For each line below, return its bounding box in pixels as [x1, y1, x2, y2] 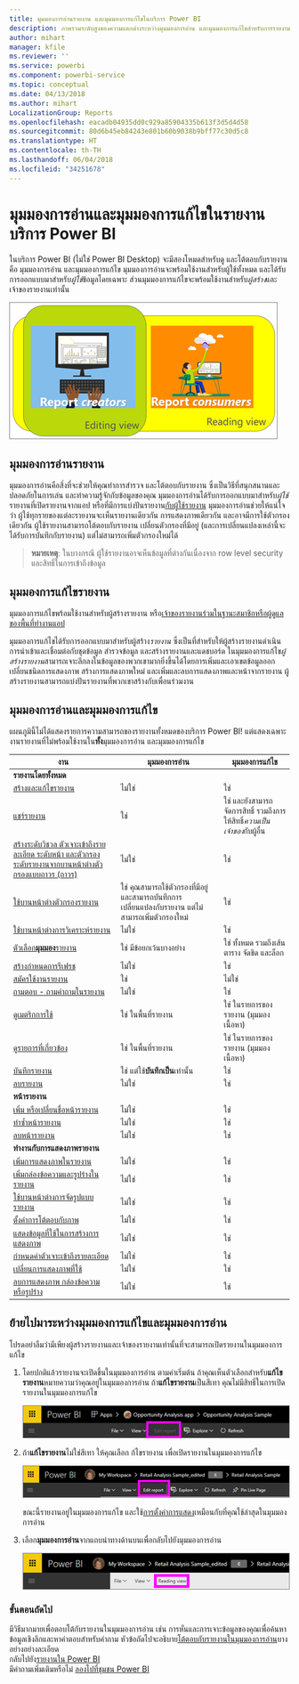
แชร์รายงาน [12, 810, 46, 821]
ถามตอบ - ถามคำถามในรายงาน [12, 987, 105, 997]
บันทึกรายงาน [12, 1065, 53, 1076]
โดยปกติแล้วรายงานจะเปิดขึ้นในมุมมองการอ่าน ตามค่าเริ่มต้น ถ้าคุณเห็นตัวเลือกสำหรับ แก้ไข [21, 1367, 283, 1378]
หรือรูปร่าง [12, 1287, 43, 1298]
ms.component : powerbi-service [9, 71, 125, 80]
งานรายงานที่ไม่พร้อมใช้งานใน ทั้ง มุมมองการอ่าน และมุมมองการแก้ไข [9, 736, 205, 746]
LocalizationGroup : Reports [9, 108, 114, 118]
